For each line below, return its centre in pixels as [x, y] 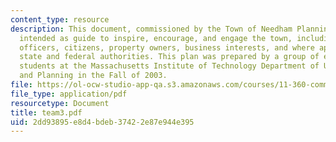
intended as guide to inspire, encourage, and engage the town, [156, 38]
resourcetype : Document [60, 103]
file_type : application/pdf [69, 94]
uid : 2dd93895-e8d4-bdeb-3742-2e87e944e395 [102, 122]
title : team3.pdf [46, 112]
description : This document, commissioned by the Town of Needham [151, 29]
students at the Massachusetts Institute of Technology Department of [169, 66]
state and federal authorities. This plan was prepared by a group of [169, 57]
